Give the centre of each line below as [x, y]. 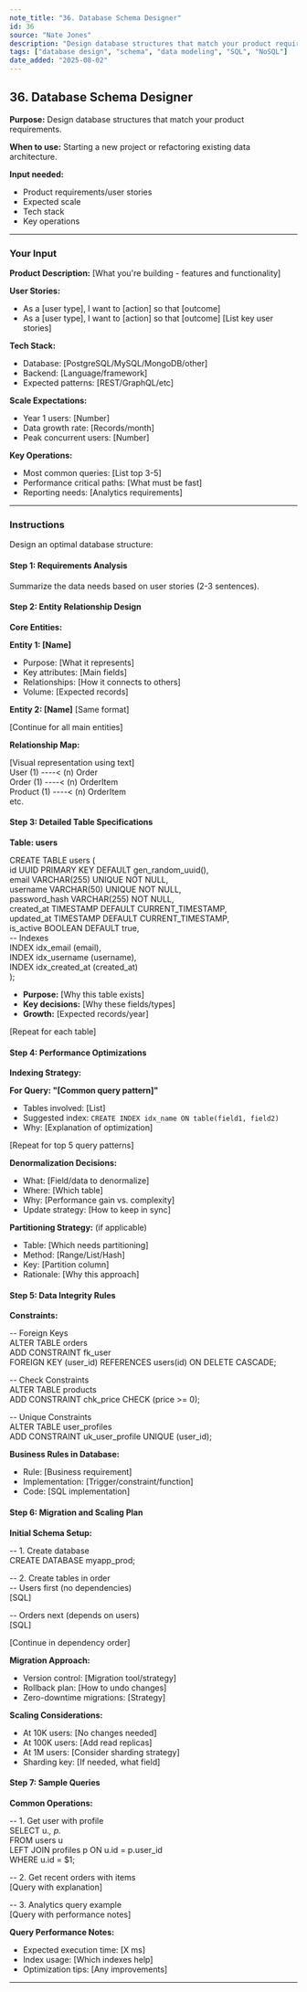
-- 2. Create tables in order [60, 1578]
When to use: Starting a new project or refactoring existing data [130, 146]
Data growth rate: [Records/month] [89, 428]
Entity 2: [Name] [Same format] [69, 709]
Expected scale [52, 201]
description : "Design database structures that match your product [141, 43]
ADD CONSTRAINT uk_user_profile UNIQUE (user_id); [111, 1436]
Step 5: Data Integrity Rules [63, 1295]
